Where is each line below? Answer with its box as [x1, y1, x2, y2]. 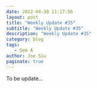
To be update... [6, 75, 43, 82]
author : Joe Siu [6, 53, 46, 59]
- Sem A [14, 48, 33, 54]
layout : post [6, 14, 39, 20]
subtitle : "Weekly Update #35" [6, 25, 84, 32]
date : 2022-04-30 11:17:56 [6, 8, 73, 15]
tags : [6, 42, 20, 48]
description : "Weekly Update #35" [6, 31, 92, 37]
